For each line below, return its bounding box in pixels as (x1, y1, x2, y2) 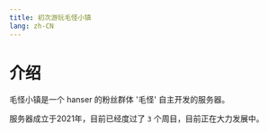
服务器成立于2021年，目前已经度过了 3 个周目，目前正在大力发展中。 (9, 113, 264, 124)
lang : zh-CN (9, 22, 54, 31)
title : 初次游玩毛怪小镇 (9, 13, 92, 22)
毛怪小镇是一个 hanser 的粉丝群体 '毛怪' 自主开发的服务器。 (9, 94, 230, 105)
